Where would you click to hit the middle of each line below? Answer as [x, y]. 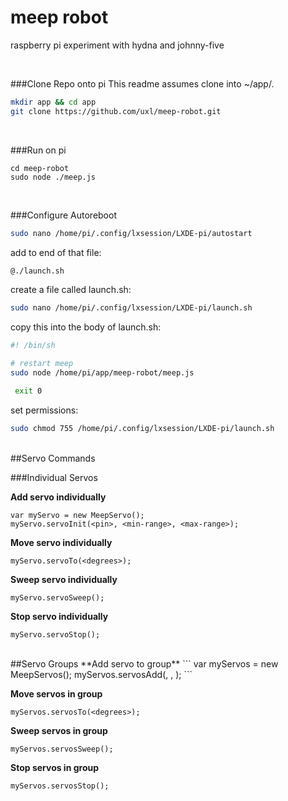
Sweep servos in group [59, 730]
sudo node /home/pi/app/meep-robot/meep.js [102, 373]
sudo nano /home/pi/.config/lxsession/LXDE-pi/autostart [131, 233]
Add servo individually [58, 497]
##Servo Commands [53, 458]
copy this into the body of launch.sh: [86, 327]
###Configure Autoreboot [63, 215]
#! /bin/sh [33, 346]
